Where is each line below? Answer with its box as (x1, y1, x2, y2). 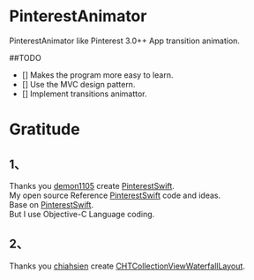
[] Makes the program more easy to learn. (21, 69, 174, 80)
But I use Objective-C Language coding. (9, 208, 155, 219)
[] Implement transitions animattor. (21, 88, 147, 99)
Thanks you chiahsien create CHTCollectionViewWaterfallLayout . (9, 261, 245, 271)
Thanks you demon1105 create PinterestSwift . (9, 180, 175, 191)
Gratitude (9, 119, 81, 140)
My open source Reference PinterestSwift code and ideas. (9, 190, 221, 201)
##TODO (9, 52, 41, 63)
